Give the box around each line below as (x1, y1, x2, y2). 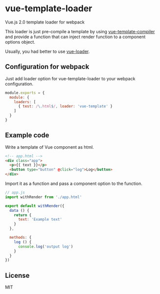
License (5, 271, 30, 279)
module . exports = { (5, 90, 45, 95)
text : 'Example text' (18, 217, 63, 222)
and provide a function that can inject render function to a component (5, 34, 146, 40)
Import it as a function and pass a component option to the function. (5, 181, 143, 186)
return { (14, 212, 32, 218)
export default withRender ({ (5, 204, 65, 208)
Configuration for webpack (5, 63, 90, 71)
